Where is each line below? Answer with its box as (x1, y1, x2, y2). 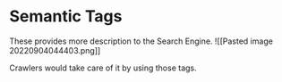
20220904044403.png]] (9, 45, 101, 55)
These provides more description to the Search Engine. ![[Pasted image (9, 36, 273, 46)
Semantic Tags (9, 6, 123, 27)
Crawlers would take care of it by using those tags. (9, 62, 197, 73)
